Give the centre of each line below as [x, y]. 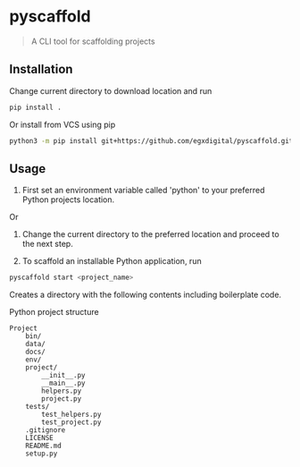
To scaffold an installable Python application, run [112, 261]
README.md [44, 446]
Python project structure [54, 312]
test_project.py [71, 422]
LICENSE [39, 438]
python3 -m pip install [54, 140]
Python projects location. [68, 200]
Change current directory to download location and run [111, 90]
